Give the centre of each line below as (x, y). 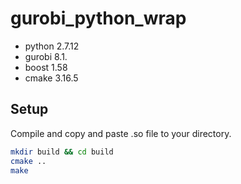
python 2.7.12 (52, 46)
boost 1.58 (46, 67)
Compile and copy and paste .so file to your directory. (121, 133)
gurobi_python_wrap (98, 18)
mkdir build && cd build (62, 152)
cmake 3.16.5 (51, 78)
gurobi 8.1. (46, 56)
